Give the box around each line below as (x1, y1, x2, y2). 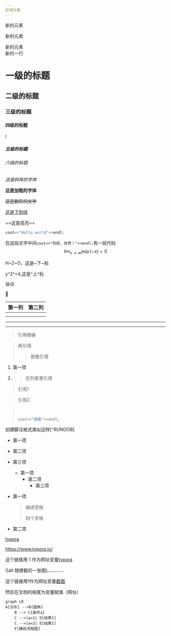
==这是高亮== (5, 220, 36, 226)
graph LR (5, 599, 24, 604)
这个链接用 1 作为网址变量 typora (5, 556, 73, 563)
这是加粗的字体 (5, 187, 37, 193)
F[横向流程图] (14, 626, 41, 631)
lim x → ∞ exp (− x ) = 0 (63, 248, 108, 256)
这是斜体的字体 (5, 176, 37, 183)
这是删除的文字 (5, 198, 37, 204)
